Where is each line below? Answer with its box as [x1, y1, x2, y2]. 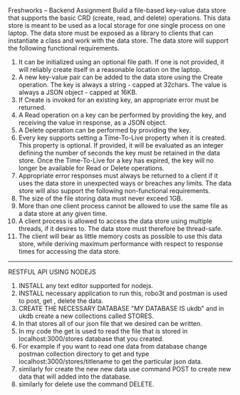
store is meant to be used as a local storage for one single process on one [8, 21, 226, 29]
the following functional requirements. [8, 44, 120, 52]
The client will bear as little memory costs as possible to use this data [18, 232, 223, 240]
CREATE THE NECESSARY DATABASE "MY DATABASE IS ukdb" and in [18, 304, 224, 312]
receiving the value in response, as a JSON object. [18, 118, 167, 127]
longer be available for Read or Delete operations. [18, 164, 165, 172]
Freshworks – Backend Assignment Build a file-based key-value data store [8, 6, 226, 14]
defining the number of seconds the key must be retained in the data [18, 149, 220, 157]
